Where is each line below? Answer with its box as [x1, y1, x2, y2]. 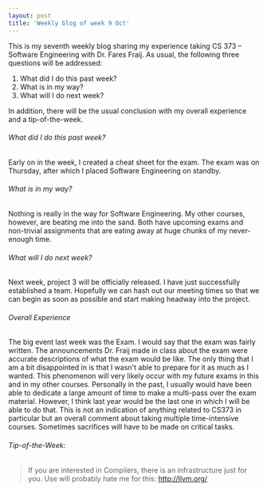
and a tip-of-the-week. [8, 114, 84, 124]
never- [229, 225, 251, 236]
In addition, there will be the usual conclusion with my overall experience [8, 105, 247, 116]
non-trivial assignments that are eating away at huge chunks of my [8, 225, 228, 236]
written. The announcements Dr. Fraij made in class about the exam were [8, 346, 249, 355]
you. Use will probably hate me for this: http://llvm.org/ [27, 473, 208, 483]
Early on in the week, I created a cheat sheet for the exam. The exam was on [8, 157, 260, 167]
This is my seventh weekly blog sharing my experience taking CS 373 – [8, 41, 242, 50]
